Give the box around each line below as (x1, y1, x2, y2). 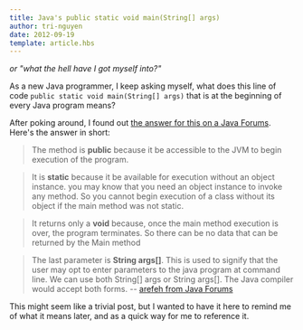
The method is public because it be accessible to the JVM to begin (31, 145, 282, 156)
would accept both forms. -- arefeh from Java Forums (31, 284, 233, 295)
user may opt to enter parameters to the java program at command (31, 264, 280, 276)
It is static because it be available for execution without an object (31, 172, 275, 183)
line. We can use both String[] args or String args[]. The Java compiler (31, 274, 294, 285)
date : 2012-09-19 (9, 30, 75, 39)
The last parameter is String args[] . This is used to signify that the (31, 255, 279, 266)
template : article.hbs (9, 38, 95, 48)
